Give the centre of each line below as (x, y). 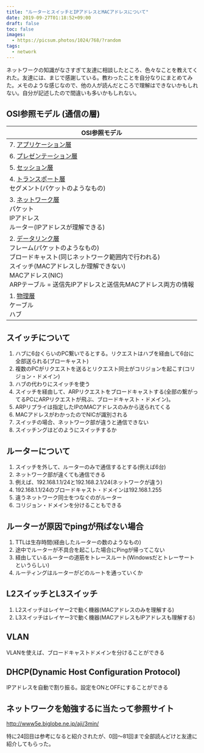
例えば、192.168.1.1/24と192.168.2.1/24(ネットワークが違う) (89, 482)
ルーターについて (38, 451)
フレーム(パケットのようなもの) (55, 248)
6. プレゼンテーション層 (44, 156)
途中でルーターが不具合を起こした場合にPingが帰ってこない (90, 550)
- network (24, 52)
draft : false (23, 23)
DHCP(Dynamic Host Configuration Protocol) (93, 672)
